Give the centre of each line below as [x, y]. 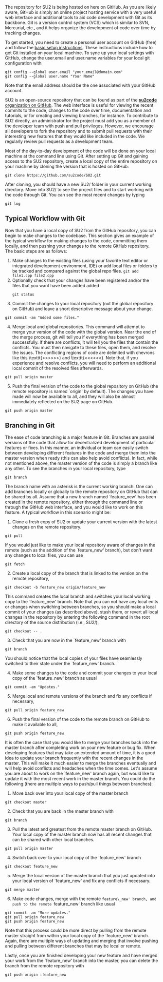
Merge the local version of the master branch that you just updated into [83, 875]
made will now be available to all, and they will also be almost [73, 396]
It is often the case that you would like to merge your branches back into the [81, 742]
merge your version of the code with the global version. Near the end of [84, 332]
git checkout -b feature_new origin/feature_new [55, 587]
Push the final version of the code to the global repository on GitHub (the [85, 386]
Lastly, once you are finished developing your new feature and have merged [81, 955]
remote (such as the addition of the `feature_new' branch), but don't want [79, 550]
